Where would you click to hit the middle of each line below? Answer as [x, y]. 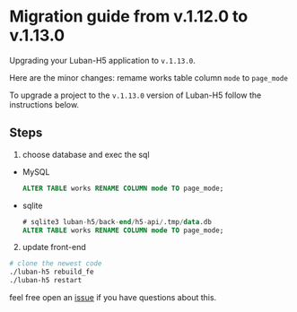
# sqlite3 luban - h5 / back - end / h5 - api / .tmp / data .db [117, 221]
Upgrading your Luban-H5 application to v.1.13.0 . [102, 60]
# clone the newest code [56, 264]
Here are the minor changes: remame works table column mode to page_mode [149, 77]
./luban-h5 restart [46, 281]
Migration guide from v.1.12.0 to [129, 17]
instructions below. [44, 104]
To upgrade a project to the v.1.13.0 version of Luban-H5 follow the [135, 95]
